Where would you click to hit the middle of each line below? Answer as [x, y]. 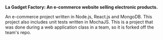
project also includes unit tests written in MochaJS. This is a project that [79, 22]
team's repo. [18, 32]
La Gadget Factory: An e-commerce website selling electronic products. [81, 7]
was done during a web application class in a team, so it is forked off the [80, 27]
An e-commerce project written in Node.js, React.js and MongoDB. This [79, 17]
